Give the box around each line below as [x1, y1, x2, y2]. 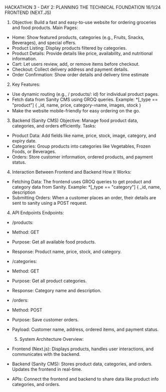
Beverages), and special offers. [11, 40, 76, 46]
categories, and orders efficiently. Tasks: [11, 123, 96, 128]
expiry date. [11, 138, 37, 144]
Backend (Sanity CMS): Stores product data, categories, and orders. [11, 361, 153, 367]
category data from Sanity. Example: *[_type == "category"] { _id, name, [11, 184, 161, 190]
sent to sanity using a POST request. [11, 200, 87, 206]
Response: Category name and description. [11, 288, 102, 293]
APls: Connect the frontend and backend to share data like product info [11, 376, 159, 382]
